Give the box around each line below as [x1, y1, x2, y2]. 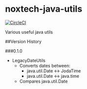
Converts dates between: [19, 63, 71, 68]
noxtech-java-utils [5, 3, 83, 15]
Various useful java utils [5, 29, 53, 35]
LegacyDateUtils [12, 57, 45, 63]
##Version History [5, 38, 42, 44]
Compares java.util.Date [19, 78, 68, 84]
